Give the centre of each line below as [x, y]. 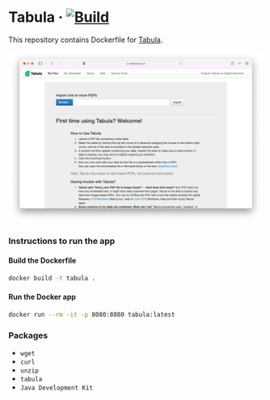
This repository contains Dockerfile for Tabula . [86, 40]
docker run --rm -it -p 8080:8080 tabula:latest [92, 315]
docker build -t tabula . [52, 279]
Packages [28, 335]
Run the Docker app [42, 297]
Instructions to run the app [62, 241]
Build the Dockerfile [42, 260]
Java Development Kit [56, 388]
